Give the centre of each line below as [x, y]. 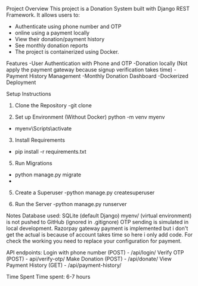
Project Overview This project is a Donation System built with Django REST [98, 9]
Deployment [21, 82]
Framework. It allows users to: [43, 15]
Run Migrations [33, 163]
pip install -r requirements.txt [50, 152]
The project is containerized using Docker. [67, 52]
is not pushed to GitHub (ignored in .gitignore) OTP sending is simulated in [98, 222]
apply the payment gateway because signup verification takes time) [89, 70]
